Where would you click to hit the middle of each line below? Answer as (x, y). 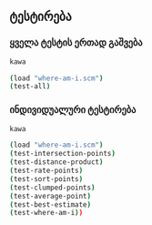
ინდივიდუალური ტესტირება (73, 110)
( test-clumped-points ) (52, 188)
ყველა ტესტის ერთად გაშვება (76, 43)
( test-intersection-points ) (63, 154)
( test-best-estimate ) (51, 205)
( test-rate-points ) (46, 171)
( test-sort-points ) (46, 179)
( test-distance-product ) (56, 162)
